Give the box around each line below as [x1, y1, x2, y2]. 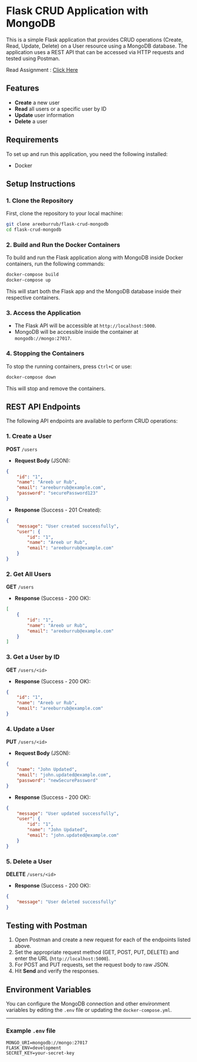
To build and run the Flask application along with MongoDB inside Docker [6, 254, 184, 261]
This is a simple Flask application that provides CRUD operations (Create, [6, 36, 183, 43]
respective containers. [6, 294, 60, 301]
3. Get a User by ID [6, 653, 60, 661]
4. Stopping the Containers [6, 349, 85, 357]
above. [14, 942, 32, 950]
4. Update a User [6, 725, 55, 733]
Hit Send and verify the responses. [14, 967, 100, 975]
